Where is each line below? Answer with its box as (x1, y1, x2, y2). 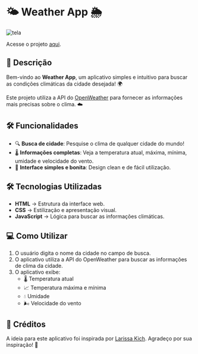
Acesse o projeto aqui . (6, 40, 61, 48)
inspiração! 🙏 (6, 342, 39, 348)
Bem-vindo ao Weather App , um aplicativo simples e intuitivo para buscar (6, 73, 188, 81)
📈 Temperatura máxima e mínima (23, 284, 106, 292)
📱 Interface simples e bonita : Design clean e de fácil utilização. (14, 163, 171, 170)
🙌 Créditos (6, 319, 46, 329)
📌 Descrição (6, 58, 52, 68)
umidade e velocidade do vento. (14, 157, 94, 165)
